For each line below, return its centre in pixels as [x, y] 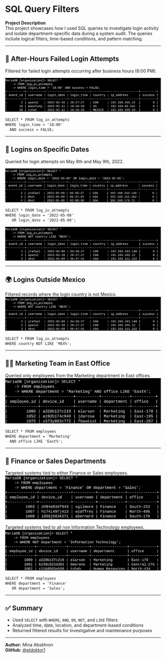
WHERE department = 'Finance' [36, 583]
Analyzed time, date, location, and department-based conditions [78, 625]
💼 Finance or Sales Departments [56, 461]
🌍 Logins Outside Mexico [45, 280]
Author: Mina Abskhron [29, 645]
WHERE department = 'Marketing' [38, 436]
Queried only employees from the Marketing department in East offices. [78, 375]
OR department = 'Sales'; [38, 588]
